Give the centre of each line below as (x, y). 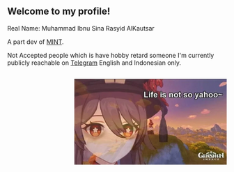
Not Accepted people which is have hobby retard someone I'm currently (111, 55)
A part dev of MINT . (36, 42)
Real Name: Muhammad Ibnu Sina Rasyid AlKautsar (81, 28)
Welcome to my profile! (59, 11)
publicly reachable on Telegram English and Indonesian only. (94, 63)
